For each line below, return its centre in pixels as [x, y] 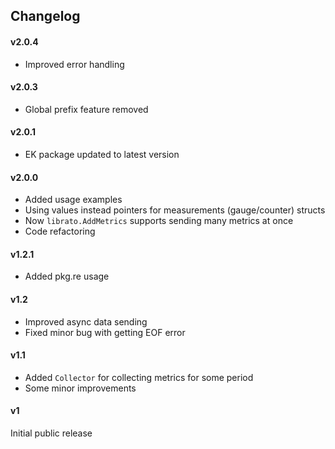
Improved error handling [74, 64]
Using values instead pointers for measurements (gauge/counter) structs [175, 210]
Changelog [45, 16]
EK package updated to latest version [102, 154]
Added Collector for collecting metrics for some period [139, 377]
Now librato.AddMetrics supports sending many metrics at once [159, 221]
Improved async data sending [86, 321]
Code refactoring [60, 231]
